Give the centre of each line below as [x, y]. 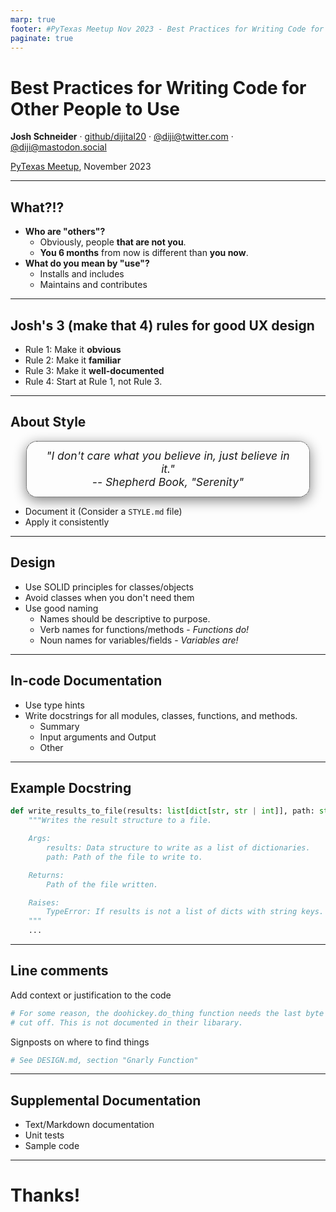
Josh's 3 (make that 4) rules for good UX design [162, 325]
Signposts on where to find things [80, 1042]
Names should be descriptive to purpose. [125, 618]
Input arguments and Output [98, 737]
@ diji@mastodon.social [58, 147]
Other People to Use [95, 108]
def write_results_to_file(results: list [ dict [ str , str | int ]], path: [162, 811]
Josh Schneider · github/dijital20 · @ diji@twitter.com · [122, 137]
